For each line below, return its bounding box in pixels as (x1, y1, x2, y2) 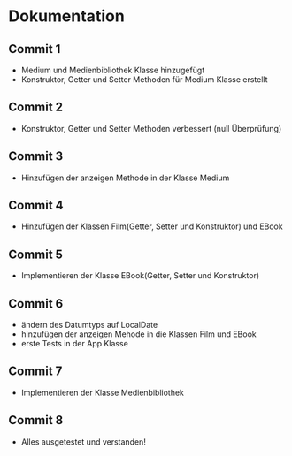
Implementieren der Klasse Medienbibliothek (20, 387, 185, 398)
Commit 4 (8, 198, 64, 213)
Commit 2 (8, 100, 64, 115)
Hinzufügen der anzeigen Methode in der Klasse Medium (20, 172, 230, 183)
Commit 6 (8, 296, 64, 311)
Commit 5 (8, 247, 64, 262)
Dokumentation (8, 6, 125, 27)
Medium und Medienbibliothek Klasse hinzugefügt (20, 65, 205, 75)
